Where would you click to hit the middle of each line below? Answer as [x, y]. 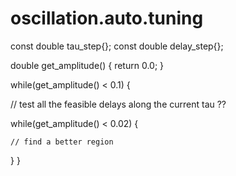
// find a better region [62, 142]
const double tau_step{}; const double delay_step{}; [117, 46]
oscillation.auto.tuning [107, 18]
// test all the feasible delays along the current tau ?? [118, 104]
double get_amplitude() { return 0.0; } [87, 65]
